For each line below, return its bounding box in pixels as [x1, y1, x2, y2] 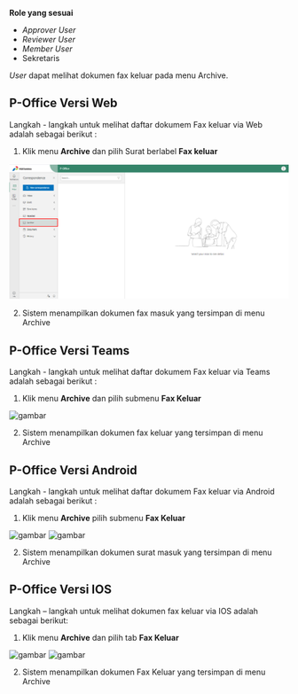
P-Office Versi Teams [9, 343, 130, 358]
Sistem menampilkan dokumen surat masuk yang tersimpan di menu [21, 547, 272, 558]
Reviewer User [21, 35, 76, 44]
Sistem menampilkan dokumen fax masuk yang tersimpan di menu [21, 308, 265, 318]
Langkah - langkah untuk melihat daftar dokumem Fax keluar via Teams [9, 367, 271, 378]
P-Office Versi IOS [9, 582, 113, 597]
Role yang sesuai [9, 8, 74, 18]
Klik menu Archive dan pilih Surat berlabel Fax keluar [21, 145, 218, 156]
